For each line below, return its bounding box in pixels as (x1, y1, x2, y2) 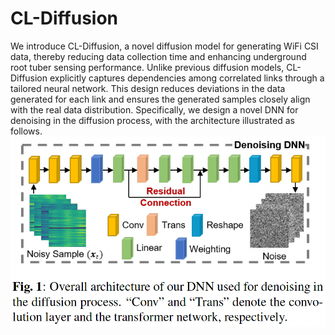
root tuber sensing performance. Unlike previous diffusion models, (10, 61, 285, 73)
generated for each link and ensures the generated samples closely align (10, 93, 311, 105)
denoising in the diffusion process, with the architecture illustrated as (10, 114, 295, 126)
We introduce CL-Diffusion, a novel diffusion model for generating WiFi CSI (10, 40, 319, 52)
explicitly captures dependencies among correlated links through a (49, 72, 325, 84)
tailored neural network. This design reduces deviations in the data (10, 82, 286, 94)
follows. (10, 125, 43, 137)
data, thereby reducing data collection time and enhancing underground (10, 50, 307, 62)
